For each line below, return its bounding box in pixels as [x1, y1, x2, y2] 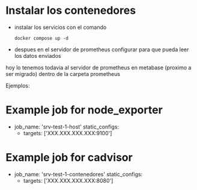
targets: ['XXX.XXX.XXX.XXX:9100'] [23, 129, 112, 136]
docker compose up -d [14, 35, 68, 41]
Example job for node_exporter [5, 103, 163, 117]
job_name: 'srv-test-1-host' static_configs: [14, 123, 120, 130]
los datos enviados [14, 52, 61, 59]
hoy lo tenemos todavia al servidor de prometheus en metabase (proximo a [5, 64, 192, 71]
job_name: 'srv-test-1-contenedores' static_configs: [14, 170, 143, 178]
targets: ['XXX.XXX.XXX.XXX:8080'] [23, 177, 114, 184]
